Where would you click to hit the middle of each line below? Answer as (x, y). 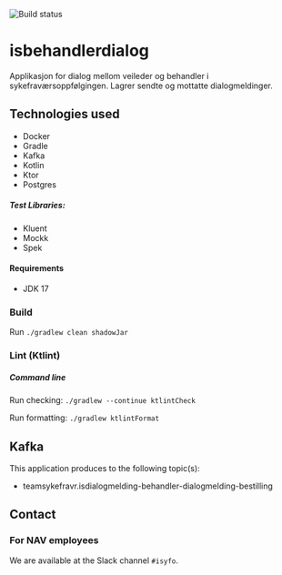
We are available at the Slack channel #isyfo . (94, 560)
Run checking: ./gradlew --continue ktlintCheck (102, 400)
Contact (33, 514)
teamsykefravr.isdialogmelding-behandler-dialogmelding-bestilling (147, 486)
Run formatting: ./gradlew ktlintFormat (85, 418)
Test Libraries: (37, 206)
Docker (36, 136)
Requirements (37, 268)
